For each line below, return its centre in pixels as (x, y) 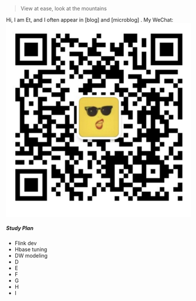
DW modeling (31, 255)
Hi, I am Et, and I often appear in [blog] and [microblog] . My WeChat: (90, 20)
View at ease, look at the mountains (64, 9)
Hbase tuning (31, 249)
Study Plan (20, 228)
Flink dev (26, 243)
